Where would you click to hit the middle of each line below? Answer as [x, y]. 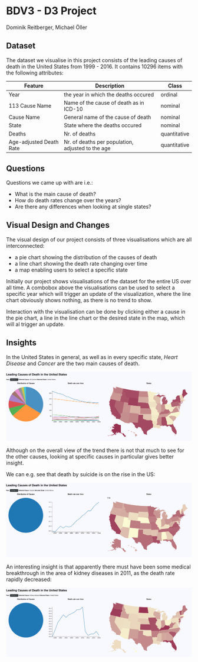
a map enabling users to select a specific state [71, 270]
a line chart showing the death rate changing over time [81, 263]
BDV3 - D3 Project [51, 11]
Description [110, 86]
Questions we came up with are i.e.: [49, 183]
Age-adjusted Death [34, 142]
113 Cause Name [30, 106]
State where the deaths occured [103, 125]
